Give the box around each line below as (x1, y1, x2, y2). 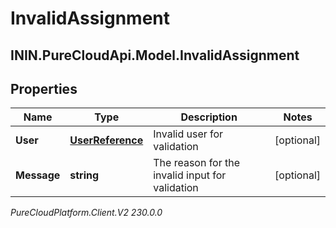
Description (180, 110, 238, 124)
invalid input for (153, 168, 227, 182)
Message (15, 168, 61, 182)
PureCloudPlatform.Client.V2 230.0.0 (10, 207, 163, 219)
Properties (10, 80, 78, 97)
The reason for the (153, 156, 241, 170)
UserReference (69, 133, 144, 147)
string (69, 168, 100, 182)
